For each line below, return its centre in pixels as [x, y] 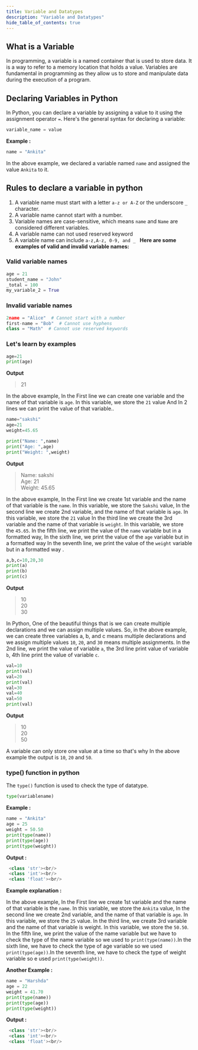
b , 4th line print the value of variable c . [53, 655]
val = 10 [14, 666]
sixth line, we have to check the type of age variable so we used [84, 946]
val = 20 [14, 677]
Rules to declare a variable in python [74, 188]
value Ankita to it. [27, 169]
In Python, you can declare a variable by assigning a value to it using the [94, 112]
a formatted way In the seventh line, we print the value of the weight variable [99, 543]
